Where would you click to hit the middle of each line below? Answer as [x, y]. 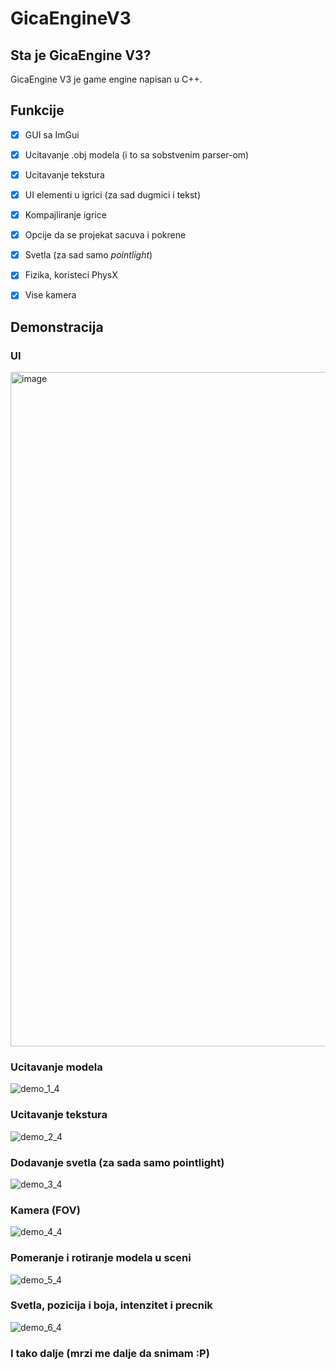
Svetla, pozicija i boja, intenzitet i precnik [111, 1305]
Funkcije [37, 110]
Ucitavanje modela [56, 1067]
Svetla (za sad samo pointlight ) [88, 255]
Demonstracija [57, 327]
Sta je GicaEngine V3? [81, 55]
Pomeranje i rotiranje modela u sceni [101, 1258]
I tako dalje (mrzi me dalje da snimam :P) [110, 1353]
